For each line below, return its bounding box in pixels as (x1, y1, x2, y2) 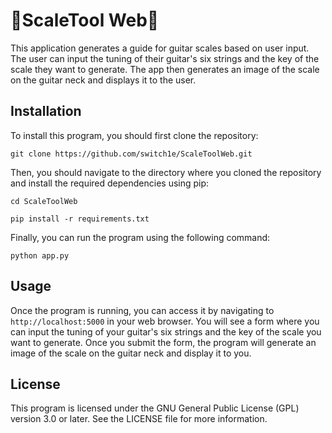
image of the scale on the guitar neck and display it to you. (10, 347, 252, 359)
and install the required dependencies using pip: (10, 177, 210, 189)
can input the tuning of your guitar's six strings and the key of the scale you (10, 325, 322, 338)
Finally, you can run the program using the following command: (10, 231, 271, 243)
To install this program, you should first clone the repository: (10, 129, 259, 141)
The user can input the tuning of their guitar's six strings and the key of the (10, 52, 320, 64)
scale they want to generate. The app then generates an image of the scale (10, 63, 320, 75)
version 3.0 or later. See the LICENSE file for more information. (10, 413, 268, 425)
